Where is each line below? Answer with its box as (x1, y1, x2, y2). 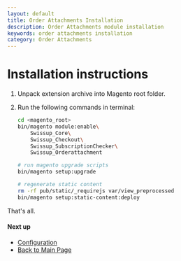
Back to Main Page (17, 246, 72, 254)
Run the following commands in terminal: (17, 103, 135, 112)
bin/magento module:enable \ (17, 123, 99, 130)
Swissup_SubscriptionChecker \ (30, 143, 118, 150)
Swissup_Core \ (30, 129, 71, 136)
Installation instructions (7, 66, 149, 83)
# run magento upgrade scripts (17, 162, 109, 169)
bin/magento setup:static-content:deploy (17, 194, 140, 201)
